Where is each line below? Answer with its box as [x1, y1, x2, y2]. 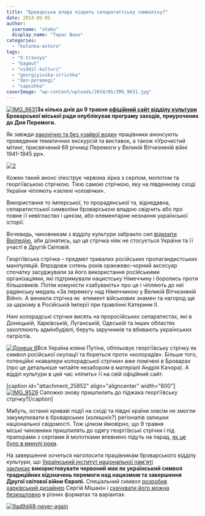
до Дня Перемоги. [6, 118, 56, 126]
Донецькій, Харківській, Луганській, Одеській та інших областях [6, 319, 176, 326]
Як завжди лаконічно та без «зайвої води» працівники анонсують [6, 130, 179, 138]
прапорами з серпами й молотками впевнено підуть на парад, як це [6, 433, 187, 441]
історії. [6, 218, 24, 226]
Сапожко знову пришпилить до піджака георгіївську [39, 388, 178, 396]
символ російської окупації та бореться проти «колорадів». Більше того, [6, 350, 198, 358]
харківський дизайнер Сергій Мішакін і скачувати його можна [6, 484, 170, 491]
